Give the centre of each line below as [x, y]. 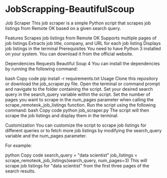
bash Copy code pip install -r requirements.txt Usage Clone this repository [82, 78]
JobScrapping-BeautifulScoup [70, 9]
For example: [19, 145]
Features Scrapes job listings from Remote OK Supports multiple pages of [81, 38]
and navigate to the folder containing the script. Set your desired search [79, 89]
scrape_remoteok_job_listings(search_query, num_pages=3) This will [76, 160]
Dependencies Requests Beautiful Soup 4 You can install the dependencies [83, 63]
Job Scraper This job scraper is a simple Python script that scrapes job [78, 23]
